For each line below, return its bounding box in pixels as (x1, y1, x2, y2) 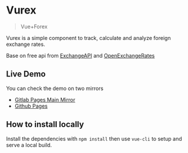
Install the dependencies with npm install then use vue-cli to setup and (6, 135, 183, 142)
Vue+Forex (20, 23, 48, 30)
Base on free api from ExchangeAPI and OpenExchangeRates (6, 52, 155, 59)
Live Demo (6, 69, 46, 79)
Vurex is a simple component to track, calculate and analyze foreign (6, 34, 171, 41)
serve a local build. (6, 141, 52, 148)
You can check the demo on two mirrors (6, 85, 104, 92)
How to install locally (6, 119, 84, 129)
